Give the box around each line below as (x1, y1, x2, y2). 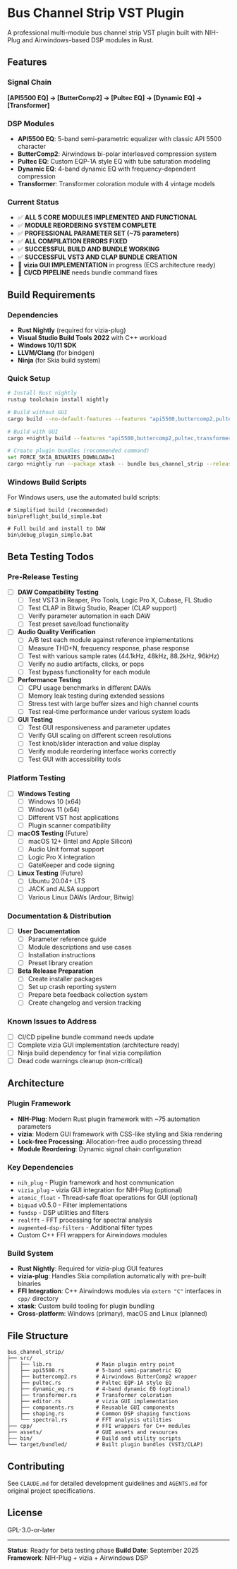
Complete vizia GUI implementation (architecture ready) (17, 1041, 180, 1049)
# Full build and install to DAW (7, 526, 106, 533)
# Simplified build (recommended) (7, 507, 109, 514)
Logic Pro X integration (28, 853, 95, 861)
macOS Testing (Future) (17, 829, 89, 837)
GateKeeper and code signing (28, 861, 115, 869)
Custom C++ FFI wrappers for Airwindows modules (17, 1231, 168, 1240)
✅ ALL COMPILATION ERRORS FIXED (17, 237, 128, 246)
